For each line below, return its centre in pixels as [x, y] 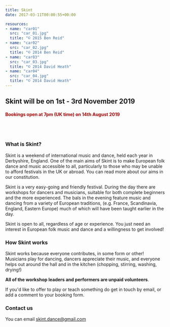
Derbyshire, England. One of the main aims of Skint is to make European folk [85, 160]
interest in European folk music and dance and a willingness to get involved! [84, 229]
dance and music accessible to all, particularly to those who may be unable [84, 166]
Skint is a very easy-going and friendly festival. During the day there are [80, 187]
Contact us [19, 308]
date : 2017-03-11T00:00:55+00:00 [41, 15]
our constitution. [22, 177]
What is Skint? [23, 144]
